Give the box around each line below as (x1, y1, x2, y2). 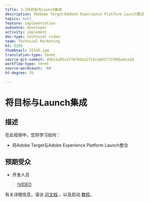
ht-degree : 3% (5, 71, 34, 75)
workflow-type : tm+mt (5, 61, 49, 66)
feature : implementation (5, 20, 56, 26)
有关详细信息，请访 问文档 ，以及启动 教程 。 (5, 191, 94, 197)
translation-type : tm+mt (5, 52, 56, 57)
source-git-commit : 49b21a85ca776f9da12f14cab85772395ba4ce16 (5, 57, 134, 62)
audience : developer (5, 25, 47, 30)
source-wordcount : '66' (5, 66, 54, 71)
